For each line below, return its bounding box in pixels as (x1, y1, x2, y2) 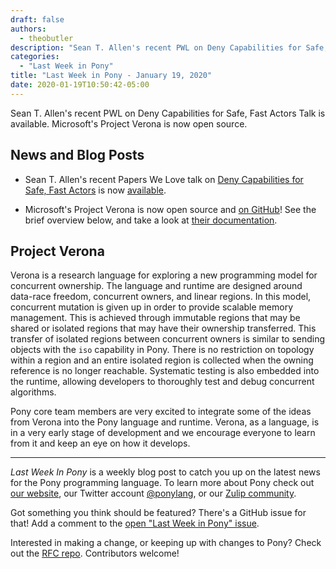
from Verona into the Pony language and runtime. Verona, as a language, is (10, 416, 320, 428)
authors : (10, 24, 47, 34)
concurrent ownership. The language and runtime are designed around (10, 280, 303, 292)
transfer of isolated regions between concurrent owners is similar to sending (10, 333, 326, 345)
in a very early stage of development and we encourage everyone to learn (10, 427, 316, 439)
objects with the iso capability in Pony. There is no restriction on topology (10, 344, 315, 356)
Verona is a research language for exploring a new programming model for (10, 269, 318, 281)
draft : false (10, 14, 65, 25)
